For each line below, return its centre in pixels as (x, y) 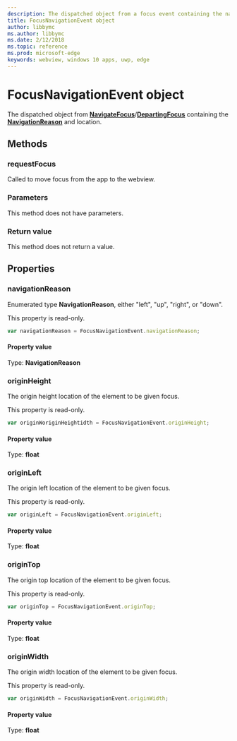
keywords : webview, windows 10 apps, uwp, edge (79, 60)
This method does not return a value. (61, 246)
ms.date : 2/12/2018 (36, 40)
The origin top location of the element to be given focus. (89, 580)
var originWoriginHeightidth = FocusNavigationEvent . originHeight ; (109, 423)
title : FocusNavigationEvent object (61, 20)
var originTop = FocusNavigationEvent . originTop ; (82, 607)
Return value (30, 231)
